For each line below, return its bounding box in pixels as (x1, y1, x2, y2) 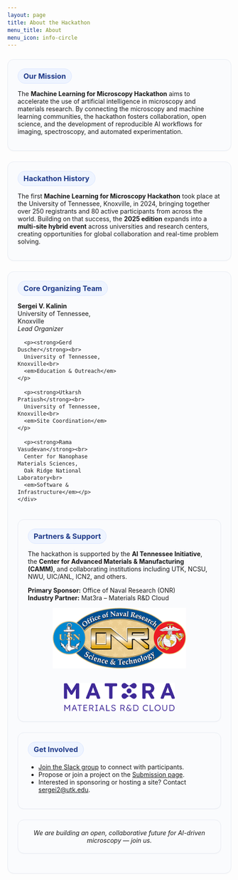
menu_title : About (7, 26, 62, 33)
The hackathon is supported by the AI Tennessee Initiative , (28, 550, 202, 558)
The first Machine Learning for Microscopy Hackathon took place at (17, 192, 220, 201)
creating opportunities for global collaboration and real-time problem (17, 230, 219, 239)
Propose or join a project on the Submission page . (38, 770, 185, 779)
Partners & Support (33, 531, 102, 541)
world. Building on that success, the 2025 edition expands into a (17, 214, 207, 224)
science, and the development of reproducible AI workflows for (17, 120, 202, 128)
